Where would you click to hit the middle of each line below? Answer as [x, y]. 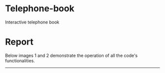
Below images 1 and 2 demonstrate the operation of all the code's [71, 55]
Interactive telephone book [32, 22]
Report [19, 42]
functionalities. [20, 61]
